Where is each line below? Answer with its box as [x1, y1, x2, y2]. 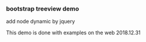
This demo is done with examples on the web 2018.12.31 [6, 29, 141, 36]
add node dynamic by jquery [6, 18, 75, 25]
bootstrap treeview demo [6, 5, 79, 13]
